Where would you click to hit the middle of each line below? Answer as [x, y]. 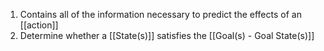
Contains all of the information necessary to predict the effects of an [160, 14]
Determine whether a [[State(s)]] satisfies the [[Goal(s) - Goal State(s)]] [167, 35]
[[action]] [39, 25]
